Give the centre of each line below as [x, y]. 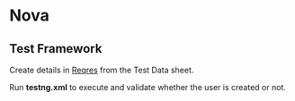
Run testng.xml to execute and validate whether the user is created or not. [147, 87]
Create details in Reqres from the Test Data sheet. [102, 70]
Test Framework [56, 49]
